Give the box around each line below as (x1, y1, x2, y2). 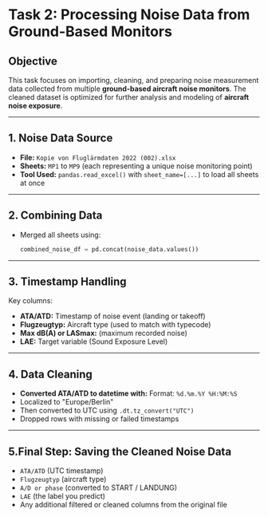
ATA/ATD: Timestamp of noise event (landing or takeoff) (19, 311, 206, 321)
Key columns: (8, 296, 53, 306)
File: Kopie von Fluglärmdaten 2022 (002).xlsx (19, 152, 176, 162)
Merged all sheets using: (19, 230, 101, 239)
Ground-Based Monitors (8, 22, 173, 41)
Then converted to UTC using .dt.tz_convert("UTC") (19, 405, 195, 416)
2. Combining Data (8, 209, 103, 223)
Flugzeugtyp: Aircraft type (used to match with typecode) (19, 320, 211, 330)
